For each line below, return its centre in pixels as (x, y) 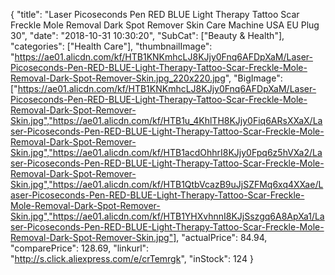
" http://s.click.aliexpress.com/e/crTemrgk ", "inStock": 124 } (132, 258)
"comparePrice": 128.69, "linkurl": (80, 248)
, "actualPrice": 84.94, (222, 237)
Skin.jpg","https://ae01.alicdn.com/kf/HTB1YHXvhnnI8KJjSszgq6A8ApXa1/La (167, 216)
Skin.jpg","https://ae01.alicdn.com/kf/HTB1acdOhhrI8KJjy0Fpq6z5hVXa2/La (166, 152)
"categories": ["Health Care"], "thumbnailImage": (111, 46)
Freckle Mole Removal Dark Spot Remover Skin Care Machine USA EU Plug (165, 25)
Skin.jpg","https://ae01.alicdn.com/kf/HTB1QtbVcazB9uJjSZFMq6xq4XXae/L (167, 184)
